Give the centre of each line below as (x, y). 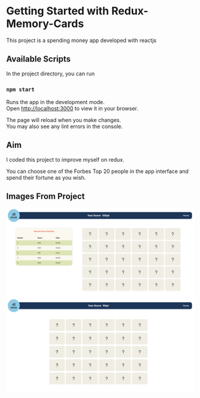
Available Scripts (38, 59)
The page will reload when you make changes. (64, 120)
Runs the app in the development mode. (55, 102)
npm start (20, 89)
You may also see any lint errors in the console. (64, 126)
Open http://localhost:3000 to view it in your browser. (72, 108)
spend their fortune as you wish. (46, 177)
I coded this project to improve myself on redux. (65, 159)
